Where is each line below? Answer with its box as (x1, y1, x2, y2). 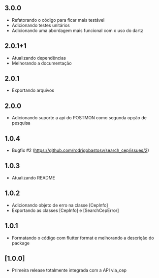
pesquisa (11, 120, 31, 126)
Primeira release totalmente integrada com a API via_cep (11, 267, 127, 273)
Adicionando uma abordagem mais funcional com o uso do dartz (11, 27, 143, 34)
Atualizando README (11, 174, 55, 180)
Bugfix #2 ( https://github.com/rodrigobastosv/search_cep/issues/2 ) (11, 147, 150, 153)
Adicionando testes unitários (11, 22, 70, 28)
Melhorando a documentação (11, 60, 72, 66)
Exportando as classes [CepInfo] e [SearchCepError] (11, 207, 119, 213)
